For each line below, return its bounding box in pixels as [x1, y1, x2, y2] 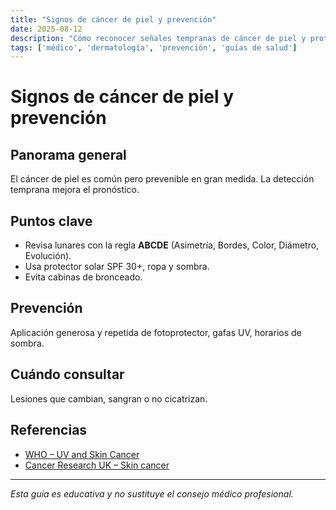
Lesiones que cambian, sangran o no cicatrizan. [10, 392, 208, 405]
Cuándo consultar [10, 366, 125, 383]
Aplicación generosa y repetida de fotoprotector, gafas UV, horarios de [10, 326, 302, 338]
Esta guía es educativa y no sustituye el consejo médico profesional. [10, 487, 294, 500]
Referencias [10, 422, 88, 439]
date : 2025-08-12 [10, 24, 83, 34]
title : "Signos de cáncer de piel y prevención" [10, 14, 217, 25]
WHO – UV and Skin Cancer [24, 448, 140, 460]
